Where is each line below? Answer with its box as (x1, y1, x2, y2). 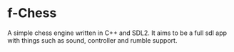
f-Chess (7, 5, 57, 21)
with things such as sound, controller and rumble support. (7, 36, 178, 44)
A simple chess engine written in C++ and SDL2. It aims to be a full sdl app (7, 28, 227, 37)
